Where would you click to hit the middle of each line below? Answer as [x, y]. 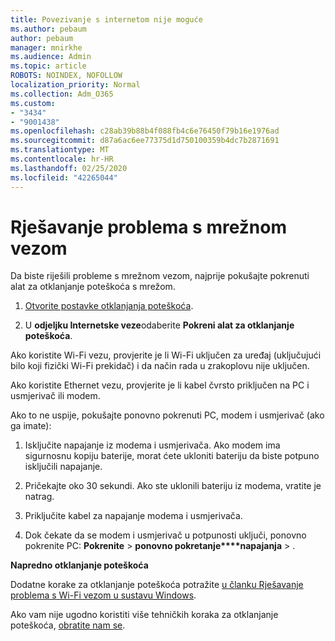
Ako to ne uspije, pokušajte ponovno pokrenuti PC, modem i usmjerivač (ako [167, 415]
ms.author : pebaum [48, 29]
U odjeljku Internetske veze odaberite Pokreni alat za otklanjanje [159, 325]
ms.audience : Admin [51, 57]
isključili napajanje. [63, 467]
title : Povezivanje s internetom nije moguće [106, 19]
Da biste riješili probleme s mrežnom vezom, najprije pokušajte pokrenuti [160, 276]
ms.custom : [33, 103]
